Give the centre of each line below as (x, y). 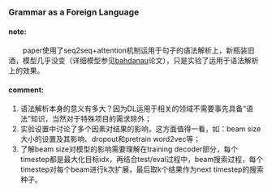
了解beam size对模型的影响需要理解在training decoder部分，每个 (129, 149)
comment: (26, 90)
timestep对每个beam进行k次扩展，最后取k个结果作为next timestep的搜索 (142, 169)
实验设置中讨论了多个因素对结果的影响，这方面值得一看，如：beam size (140, 129)
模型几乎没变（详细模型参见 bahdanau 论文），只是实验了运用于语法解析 (140, 61)
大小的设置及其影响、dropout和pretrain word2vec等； (110, 139)
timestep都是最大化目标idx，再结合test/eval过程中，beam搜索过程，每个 (142, 160)
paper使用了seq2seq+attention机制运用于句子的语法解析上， (125, 50)
